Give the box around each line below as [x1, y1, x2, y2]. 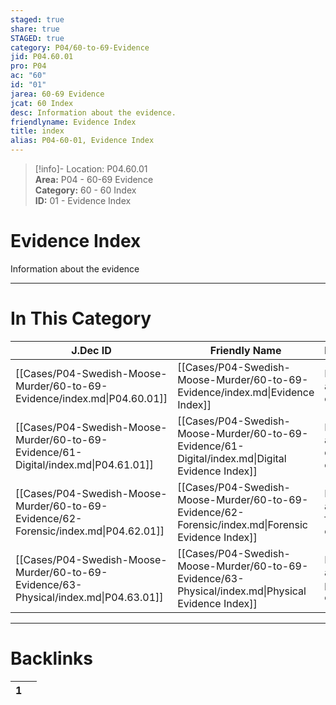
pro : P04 [10, 61, 47, 71]
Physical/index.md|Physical [177, 584, 307, 598]
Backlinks [10, 647, 94, 670]
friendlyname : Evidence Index [10, 117, 137, 127]
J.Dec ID [71, 343, 112, 357]
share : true [10, 24, 60, 34]
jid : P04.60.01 [10, 52, 74, 62]
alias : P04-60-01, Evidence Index [10, 136, 155, 146]
